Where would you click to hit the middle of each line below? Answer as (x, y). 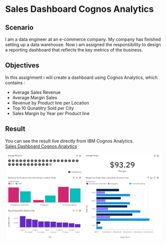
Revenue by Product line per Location (51, 103)
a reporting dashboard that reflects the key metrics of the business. (74, 50)
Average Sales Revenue (36, 92)
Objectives (22, 65)
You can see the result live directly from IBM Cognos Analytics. (69, 141)
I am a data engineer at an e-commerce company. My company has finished (83, 39)
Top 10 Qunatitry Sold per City (43, 108)
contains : (15, 82)
